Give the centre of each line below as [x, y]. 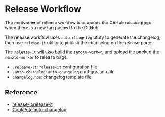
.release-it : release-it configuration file [54, 67]
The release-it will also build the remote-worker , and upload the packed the [82, 52]
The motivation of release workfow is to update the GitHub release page [78, 23]
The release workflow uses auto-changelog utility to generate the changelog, [83, 37]
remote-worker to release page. [36, 57]
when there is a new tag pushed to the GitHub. [52, 27]
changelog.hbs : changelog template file [52, 77]
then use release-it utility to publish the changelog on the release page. [79, 42]
